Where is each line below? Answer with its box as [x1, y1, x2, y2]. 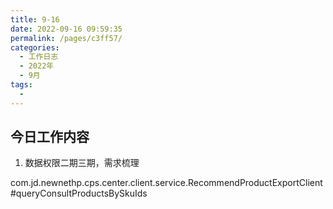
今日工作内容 [10, 129, 90, 146]
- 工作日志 [19, 52, 59, 62]
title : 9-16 [10, 14, 60, 25]
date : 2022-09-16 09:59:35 [10, 24, 123, 34]
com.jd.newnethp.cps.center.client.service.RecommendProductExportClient [10, 177, 323, 189]
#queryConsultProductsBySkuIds [10, 187, 148, 200]
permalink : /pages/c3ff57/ [10, 33, 123, 43]
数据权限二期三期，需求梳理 [24, 157, 140, 169]
